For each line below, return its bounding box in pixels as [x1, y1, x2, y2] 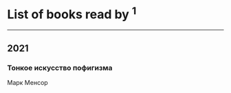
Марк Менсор [7, 78, 48, 86]
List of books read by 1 [7, 4, 137, 23]
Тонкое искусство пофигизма [7, 63, 113, 72]
